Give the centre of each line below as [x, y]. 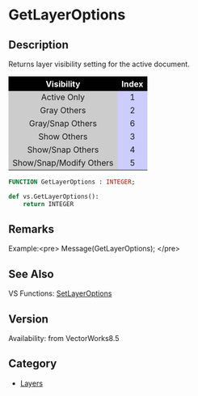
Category [33, 364]
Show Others [63, 137]
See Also [31, 274]
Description [38, 45]
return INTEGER [48, 204]
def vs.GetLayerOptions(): [54, 196]
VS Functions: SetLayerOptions [60, 293]
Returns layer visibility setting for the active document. [99, 64]
